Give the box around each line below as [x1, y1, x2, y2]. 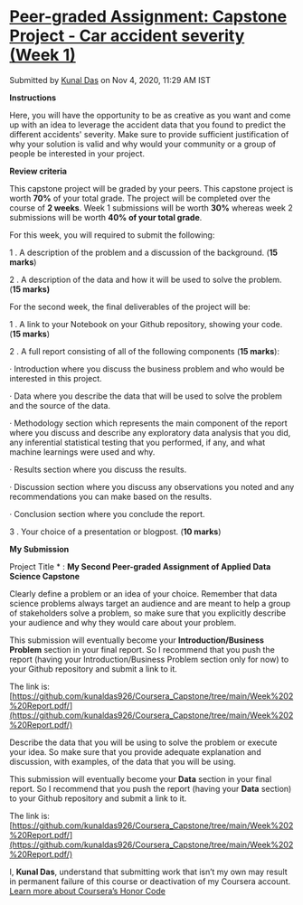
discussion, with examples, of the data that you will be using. [9, 756, 237, 767]
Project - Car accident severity [9, 25, 245, 46]
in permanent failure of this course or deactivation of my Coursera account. [9, 875, 291, 887]
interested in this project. [9, 372, 102, 383]
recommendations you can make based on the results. [9, 491, 213, 502]
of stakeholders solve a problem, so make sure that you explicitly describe [9, 608, 287, 618]
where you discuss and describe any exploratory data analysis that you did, [9, 427, 291, 438]
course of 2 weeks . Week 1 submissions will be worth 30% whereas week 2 [9, 202, 294, 213]
